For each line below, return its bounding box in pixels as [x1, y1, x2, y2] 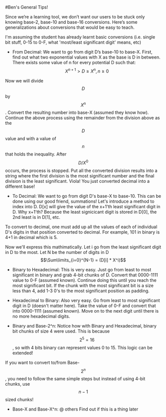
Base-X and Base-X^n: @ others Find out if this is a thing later [12, 406, 139, 412]
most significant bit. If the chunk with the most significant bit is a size [12, 282, 154, 288]
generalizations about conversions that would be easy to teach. [5, 24, 135, 30]
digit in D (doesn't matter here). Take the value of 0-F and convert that [12, 303, 156, 309]
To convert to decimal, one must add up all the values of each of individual [5, 224, 158, 230]
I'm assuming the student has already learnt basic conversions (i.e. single [5, 34, 155, 40]
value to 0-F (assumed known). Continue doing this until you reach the [12, 277, 157, 283]
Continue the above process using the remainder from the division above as [5, 115, 160, 121]
